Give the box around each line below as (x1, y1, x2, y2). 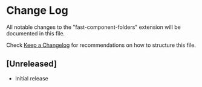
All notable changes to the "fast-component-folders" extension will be (6, 23, 181, 31)
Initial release (15, 74, 48, 82)
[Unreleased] (6, 59, 57, 69)
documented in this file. (6, 29, 65, 37)
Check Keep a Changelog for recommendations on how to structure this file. (6, 41, 197, 49)
